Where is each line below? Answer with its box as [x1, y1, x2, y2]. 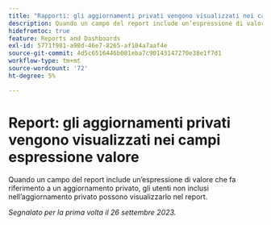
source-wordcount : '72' [8, 65, 89, 73]
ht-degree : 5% [8, 72, 56, 80]
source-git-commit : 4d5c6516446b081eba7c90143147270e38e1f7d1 [8, 49, 222, 57]
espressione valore [8, 148, 140, 166]
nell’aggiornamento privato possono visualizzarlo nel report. [8, 191, 208, 202]
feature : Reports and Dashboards [8, 34, 121, 43]
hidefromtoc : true [8, 27, 70, 35]
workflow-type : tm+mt [8, 57, 81, 65]
